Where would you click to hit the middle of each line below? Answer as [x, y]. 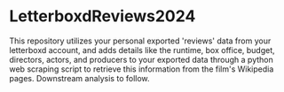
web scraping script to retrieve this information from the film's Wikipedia [142, 69]
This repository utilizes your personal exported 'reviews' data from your [140, 41]
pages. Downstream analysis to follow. [79, 78]
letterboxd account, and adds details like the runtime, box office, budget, [142, 50]
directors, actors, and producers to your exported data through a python [141, 59]
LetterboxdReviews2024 [103, 16]
